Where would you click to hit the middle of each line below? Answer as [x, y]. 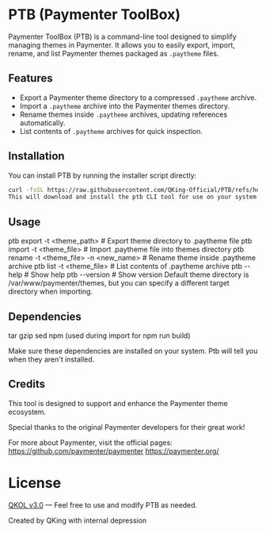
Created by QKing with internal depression [78, 520]
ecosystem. [27, 412]
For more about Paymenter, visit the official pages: [90, 443]
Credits [27, 384]
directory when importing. [51, 292]
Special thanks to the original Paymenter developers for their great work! [127, 427]
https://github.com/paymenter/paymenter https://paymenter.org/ [114, 451]
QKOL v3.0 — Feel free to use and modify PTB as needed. [103, 504]
